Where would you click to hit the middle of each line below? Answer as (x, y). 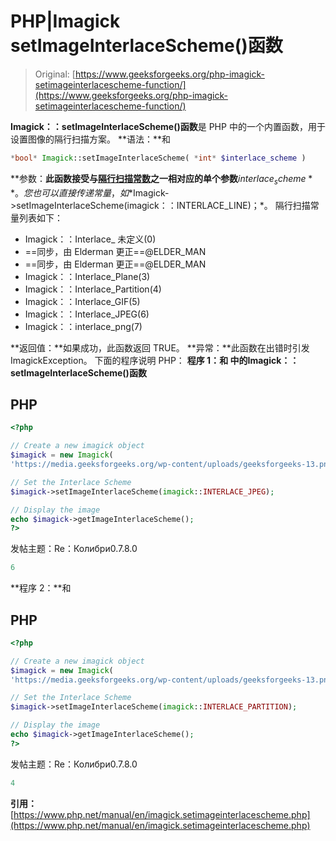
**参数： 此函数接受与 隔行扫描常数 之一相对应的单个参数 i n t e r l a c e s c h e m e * (161, 179)
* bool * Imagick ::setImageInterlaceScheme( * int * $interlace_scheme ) (158, 158)
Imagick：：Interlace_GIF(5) (82, 301)
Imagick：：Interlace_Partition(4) (93, 289)
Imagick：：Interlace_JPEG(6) (87, 314)
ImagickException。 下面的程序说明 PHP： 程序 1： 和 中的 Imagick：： (155, 360)
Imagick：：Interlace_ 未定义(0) (90, 239)
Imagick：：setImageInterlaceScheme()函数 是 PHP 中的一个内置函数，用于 (168, 126)
